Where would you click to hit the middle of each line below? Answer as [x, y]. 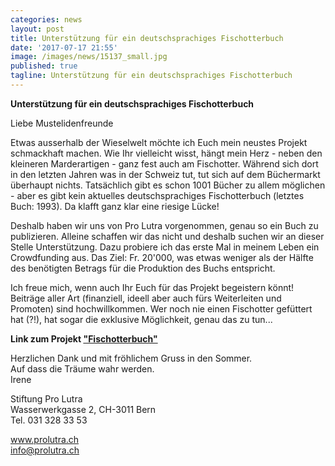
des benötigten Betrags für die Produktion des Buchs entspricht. [143, 268]
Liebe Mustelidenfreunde [62, 123]
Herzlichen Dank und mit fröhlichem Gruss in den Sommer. [131, 358]
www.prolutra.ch [45, 439]
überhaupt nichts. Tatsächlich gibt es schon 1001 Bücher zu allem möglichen [168, 185]
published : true [44, 66]
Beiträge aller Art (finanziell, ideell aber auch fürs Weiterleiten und [146, 298]
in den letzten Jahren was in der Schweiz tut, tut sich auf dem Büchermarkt [165, 174]
